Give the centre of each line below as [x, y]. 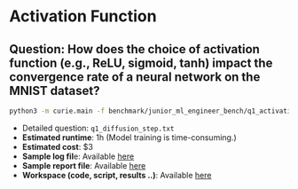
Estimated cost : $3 [57, 146]
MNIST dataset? [55, 91]
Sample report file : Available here [84, 165]
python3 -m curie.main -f [57, 111]
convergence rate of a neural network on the [135, 77]
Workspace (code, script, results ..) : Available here [117, 175]
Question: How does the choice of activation [134, 49]
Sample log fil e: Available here [78, 156]
